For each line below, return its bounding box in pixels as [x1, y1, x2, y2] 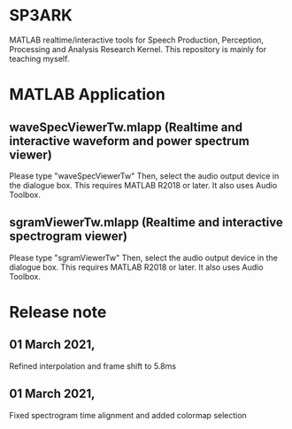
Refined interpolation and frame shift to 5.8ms [9, 360, 177, 372]
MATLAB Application [9, 85, 165, 104]
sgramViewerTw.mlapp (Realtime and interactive [9, 215, 283, 230]
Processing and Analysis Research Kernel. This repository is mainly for [9, 43, 267, 54]
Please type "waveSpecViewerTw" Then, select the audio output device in [9, 170, 280, 181]
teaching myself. [9, 53, 70, 64]
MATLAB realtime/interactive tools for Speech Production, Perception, [9, 34, 264, 45]
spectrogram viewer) [9, 229, 128, 244]
